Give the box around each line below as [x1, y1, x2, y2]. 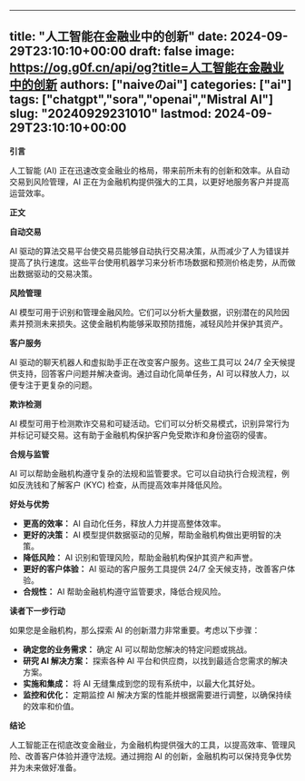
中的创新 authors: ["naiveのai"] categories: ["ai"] [9, 77, 292, 93]
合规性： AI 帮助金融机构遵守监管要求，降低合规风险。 [22, 586, 227, 597]
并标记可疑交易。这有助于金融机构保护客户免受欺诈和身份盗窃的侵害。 [9, 429, 272, 440]
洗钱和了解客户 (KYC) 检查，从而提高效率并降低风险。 [25, 479, 227, 490]
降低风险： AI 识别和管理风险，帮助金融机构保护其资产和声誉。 [22, 551, 259, 563]
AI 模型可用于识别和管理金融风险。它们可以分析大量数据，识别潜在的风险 [9, 306, 282, 318]
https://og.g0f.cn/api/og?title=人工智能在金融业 [9, 60, 284, 75]
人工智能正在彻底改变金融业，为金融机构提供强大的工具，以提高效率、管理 [9, 739, 288, 750]
